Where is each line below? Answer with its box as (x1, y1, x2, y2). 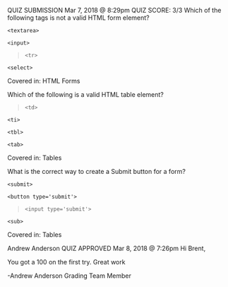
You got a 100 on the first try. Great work (7, 258, 126, 266)
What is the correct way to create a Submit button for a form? (7, 168, 186, 175)
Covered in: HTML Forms (7, 77, 80, 85)
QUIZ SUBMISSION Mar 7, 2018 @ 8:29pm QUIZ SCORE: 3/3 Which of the (7, 6, 222, 14)
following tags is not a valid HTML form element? (7, 13, 150, 22)
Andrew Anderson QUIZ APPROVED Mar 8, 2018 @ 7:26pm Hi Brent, (7, 244, 206, 252)
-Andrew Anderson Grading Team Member (7, 271, 132, 280)
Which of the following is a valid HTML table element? (7, 90, 164, 98)
